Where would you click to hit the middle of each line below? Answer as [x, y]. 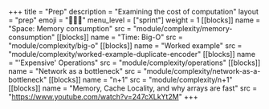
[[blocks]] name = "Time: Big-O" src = [120, 37]
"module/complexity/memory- [183, 28]
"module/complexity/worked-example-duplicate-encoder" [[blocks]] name [132, 54]
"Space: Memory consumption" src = [70, 28]
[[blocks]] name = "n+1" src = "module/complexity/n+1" [141, 80]
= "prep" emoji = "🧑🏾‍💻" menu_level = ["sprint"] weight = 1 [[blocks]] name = [134, 20]
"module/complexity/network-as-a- [202, 71]
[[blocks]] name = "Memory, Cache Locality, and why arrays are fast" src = [133, 88]
